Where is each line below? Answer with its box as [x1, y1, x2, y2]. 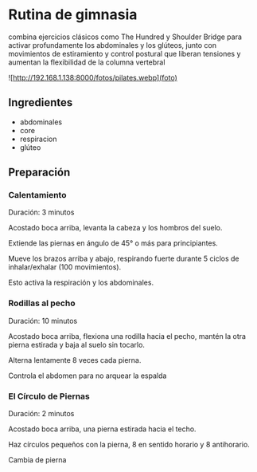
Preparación [8, 166, 71, 179]
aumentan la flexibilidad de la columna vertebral [8, 57, 165, 67]
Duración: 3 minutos [8, 207, 75, 217]
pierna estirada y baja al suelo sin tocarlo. [8, 340, 146, 349]
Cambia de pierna [8, 455, 67, 465]
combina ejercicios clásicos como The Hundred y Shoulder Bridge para [8, 32, 243, 41]
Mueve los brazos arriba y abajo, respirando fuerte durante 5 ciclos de [8, 254, 240, 264]
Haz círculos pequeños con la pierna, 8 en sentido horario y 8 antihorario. [8, 440, 251, 450]
